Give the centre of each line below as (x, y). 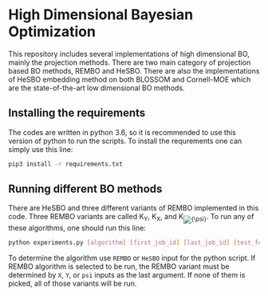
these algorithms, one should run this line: (77, 228)
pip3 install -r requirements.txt (66, 164)
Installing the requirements (77, 113)
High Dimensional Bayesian (101, 15)
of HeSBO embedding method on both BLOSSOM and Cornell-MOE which (130, 79)
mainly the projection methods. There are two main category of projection (130, 62)
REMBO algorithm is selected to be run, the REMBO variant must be (119, 266)
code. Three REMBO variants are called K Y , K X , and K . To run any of (131, 218)
